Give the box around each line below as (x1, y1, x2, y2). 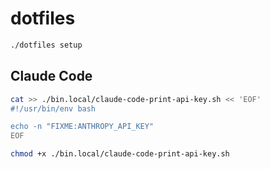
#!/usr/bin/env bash (10, 103, 97, 114)
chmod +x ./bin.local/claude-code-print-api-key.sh (10, 149, 230, 159)
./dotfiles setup (10, 40, 83, 50)
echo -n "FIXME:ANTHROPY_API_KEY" (10, 122, 155, 132)
